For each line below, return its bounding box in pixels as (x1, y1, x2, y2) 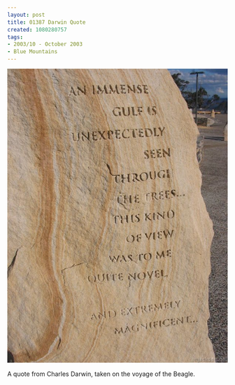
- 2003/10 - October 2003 (7, 41, 83, 48)
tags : (7, 34, 23, 41)
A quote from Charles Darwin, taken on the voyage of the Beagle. (7, 370, 196, 378)
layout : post (7, 11, 45, 18)
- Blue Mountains (7, 48, 58, 55)
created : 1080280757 (7, 26, 68, 33)
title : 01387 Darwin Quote (7, 18, 86, 26)
